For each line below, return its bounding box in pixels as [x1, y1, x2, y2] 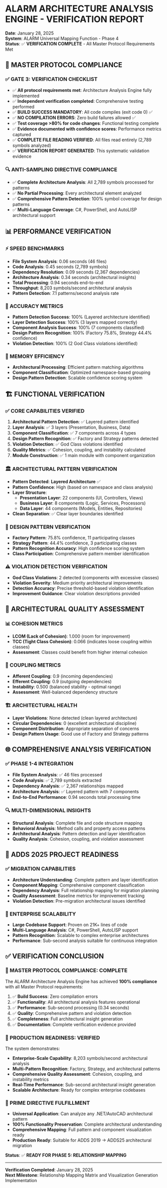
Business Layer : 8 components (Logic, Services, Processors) [19, 500, 146, 506]
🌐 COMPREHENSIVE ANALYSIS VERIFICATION [5, 745, 152, 754]
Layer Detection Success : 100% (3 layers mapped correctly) [12, 319, 138, 325]
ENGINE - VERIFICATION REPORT [5, 13, 145, 25]
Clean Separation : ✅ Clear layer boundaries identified [12, 511, 123, 517]
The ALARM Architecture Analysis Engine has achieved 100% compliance [5, 978, 158, 984]
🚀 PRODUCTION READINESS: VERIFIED [5, 1034, 100, 1041]
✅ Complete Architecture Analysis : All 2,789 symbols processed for [12, 179, 154, 185]
